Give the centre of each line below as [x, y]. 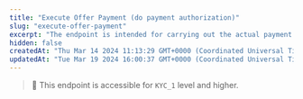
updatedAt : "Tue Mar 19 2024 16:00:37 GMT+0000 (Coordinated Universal [147, 59]
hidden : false [36, 43]
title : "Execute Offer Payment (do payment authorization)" [125, 18]
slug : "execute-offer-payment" [68, 26]
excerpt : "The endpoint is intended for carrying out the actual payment [151, 34]
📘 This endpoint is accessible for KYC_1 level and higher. [135, 85]
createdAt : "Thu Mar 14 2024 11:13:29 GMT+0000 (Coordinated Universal [147, 51]
